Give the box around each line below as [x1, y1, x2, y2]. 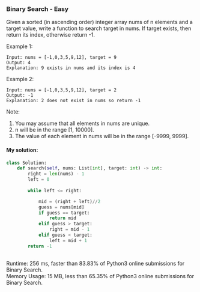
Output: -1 [6, 93, 34, 99]
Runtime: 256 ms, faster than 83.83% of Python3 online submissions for [6, 260, 185, 267]
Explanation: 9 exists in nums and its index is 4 [6, 65, 136, 71]
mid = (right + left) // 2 [38, 198, 101, 204]
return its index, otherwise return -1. [6, 31, 95, 38]
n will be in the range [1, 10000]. [14, 126, 94, 133]
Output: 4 [6, 59, 31, 66]
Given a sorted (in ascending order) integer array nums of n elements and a [6, 19, 193, 26]
